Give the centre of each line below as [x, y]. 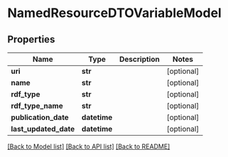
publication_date [40, 117]
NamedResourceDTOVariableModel [114, 13]
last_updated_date [43, 129]
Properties [31, 39]
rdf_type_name [37, 106]
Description [140, 59]
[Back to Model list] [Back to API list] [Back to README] [89, 146]
